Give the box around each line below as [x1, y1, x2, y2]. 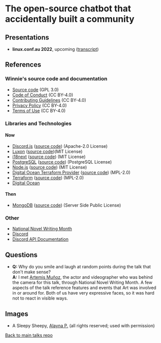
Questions [5, 251, 38, 259]
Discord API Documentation [12, 236, 69, 242]
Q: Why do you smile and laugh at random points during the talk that [12, 264, 151, 270]
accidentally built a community [5, 13, 134, 25]
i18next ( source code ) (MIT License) [12, 154, 86, 160]
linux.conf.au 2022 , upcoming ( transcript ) [12, 46, 99, 52]
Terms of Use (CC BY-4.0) [12, 107, 66, 114]
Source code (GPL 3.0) [12, 86, 59, 92]
